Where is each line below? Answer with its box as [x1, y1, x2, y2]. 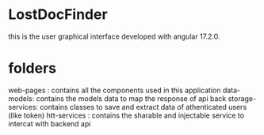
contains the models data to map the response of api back [36, 93, 227, 103]
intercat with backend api [8, 118, 91, 128]
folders [8, 59, 57, 77]
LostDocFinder [8, 6, 109, 24]
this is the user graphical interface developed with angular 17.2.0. [8, 32, 220, 41]
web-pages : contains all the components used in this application [8, 85, 221, 95]
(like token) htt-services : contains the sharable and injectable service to [8, 111, 244, 120]
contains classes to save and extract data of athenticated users [39, 102, 247, 111]
